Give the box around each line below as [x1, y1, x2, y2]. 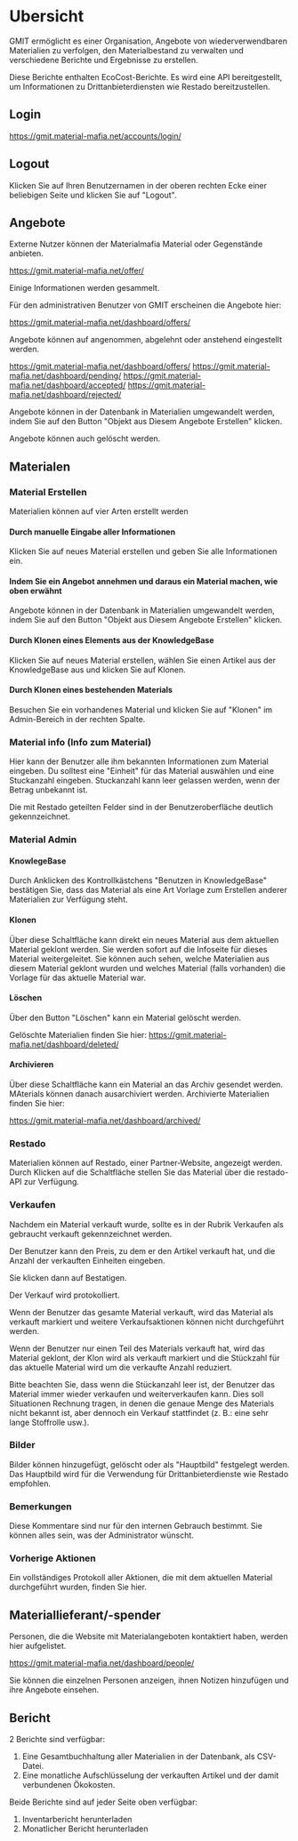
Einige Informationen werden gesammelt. [9, 283, 160, 293]
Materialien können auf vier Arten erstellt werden [9, 506, 189, 517]
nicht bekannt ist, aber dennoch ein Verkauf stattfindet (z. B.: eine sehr [9, 1407, 269, 1418]
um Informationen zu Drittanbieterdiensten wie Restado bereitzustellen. [9, 81, 270, 92]
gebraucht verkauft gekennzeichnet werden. [9, 1228, 173, 1239]
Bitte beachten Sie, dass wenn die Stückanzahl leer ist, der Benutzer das [9, 1379, 276, 1389]
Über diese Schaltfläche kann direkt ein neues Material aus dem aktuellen [9, 934, 279, 945]
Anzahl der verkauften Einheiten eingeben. [9, 1255, 165, 1266]
